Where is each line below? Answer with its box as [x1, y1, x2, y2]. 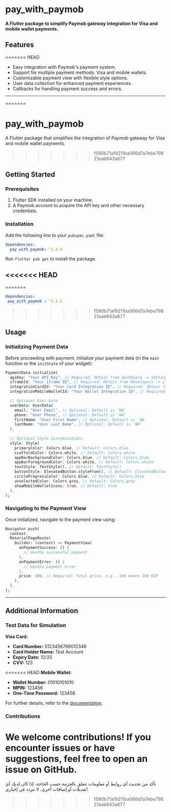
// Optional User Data [10, 398, 58, 403]
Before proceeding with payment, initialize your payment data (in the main [5, 355, 159, 361]
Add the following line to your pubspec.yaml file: [5, 232, 104, 238]
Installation [5, 220, 34, 227]
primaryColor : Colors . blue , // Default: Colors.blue [14, 445, 129, 451]
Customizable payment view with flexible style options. [12, 75, 128, 81]
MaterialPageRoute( [10, 536, 51, 541]
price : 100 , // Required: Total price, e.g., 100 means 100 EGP [18, 573, 158, 578]
